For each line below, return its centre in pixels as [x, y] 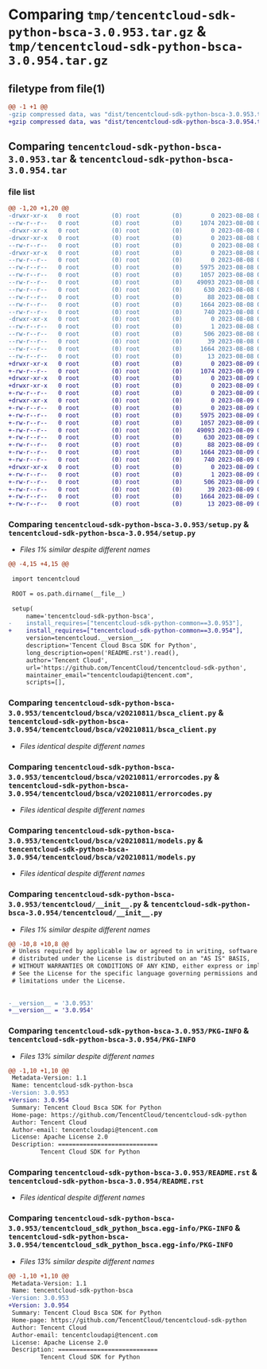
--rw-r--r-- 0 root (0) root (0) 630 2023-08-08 [131, 289]
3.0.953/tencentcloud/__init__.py [75, 905]
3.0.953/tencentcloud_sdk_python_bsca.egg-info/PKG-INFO [121, 1229]
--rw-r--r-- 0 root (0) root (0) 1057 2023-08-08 [131, 275]
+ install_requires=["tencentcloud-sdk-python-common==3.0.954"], [126, 631]
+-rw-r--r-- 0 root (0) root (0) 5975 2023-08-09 [131, 415]
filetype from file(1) [57, 89]
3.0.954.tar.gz [58, 61]
